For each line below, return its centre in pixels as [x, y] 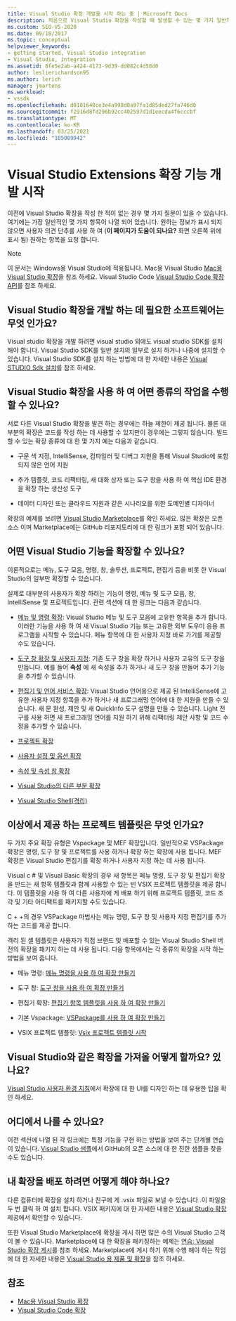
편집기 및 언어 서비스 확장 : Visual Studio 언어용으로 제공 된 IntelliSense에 [118, 691]
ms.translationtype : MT [42, 118]
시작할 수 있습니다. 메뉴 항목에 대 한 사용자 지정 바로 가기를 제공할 [132, 635]
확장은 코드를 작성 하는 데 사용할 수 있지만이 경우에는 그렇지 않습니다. [120, 432]
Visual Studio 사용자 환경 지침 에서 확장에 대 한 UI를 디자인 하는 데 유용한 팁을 [113, 1088]
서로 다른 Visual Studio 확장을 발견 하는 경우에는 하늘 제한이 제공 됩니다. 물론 [113, 423]
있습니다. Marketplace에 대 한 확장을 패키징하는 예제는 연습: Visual [122, 1241]
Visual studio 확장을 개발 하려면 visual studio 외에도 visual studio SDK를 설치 [115, 341]
